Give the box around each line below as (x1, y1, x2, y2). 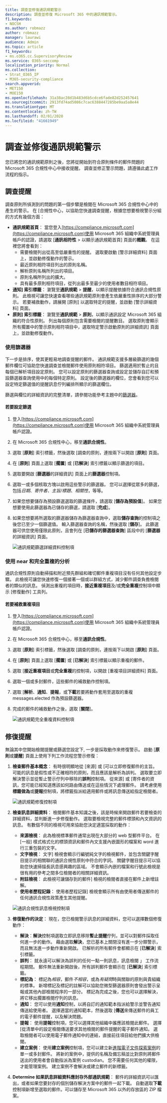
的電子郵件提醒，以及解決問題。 (19, 1014, 85, 1020)
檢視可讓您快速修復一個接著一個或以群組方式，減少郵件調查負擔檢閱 (19, 576, 159, 583)
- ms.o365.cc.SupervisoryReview (5, 53, 72, 59)
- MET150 (5, 86, 23, 91)
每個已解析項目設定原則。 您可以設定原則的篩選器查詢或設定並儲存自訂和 (5, 368, 155, 374)
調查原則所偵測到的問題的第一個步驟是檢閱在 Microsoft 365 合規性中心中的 (5, 201, 158, 207)
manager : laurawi (5, 35, 41, 40)
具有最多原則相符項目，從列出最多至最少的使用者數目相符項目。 (19, 280, 151, 286)
